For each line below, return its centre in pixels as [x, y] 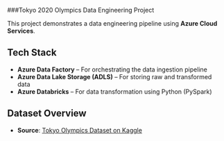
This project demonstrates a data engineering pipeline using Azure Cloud [112, 23]
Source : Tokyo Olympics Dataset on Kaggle [79, 130]
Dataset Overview [47, 114]
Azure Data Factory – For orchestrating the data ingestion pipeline [112, 69]
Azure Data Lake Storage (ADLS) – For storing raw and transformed [114, 76]
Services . [21, 31]
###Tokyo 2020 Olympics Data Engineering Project [81, 10]
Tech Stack [32, 52]
